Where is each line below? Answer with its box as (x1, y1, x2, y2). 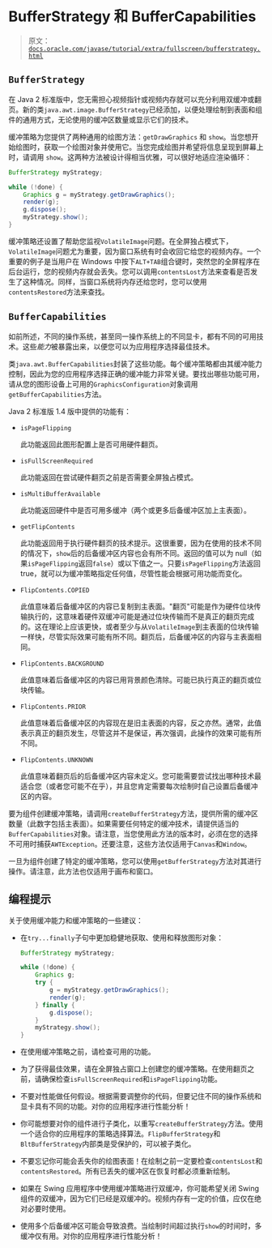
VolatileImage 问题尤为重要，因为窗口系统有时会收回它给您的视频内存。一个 (8, 246, 261, 256)
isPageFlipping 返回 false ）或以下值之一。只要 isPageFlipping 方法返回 (27, 558, 261, 568)
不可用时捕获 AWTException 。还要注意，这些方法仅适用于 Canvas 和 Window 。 (8, 839, 252, 848)
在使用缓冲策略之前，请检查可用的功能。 (19, 1047, 155, 1057)
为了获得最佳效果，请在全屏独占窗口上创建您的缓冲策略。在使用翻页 (19, 1064, 248, 1074)
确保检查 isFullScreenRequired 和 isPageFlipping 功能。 (41, 1075, 223, 1084)
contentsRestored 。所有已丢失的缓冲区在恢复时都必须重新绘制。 (19, 1166, 235, 1176)
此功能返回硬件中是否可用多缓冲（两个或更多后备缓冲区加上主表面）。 (19, 505, 251, 515)
